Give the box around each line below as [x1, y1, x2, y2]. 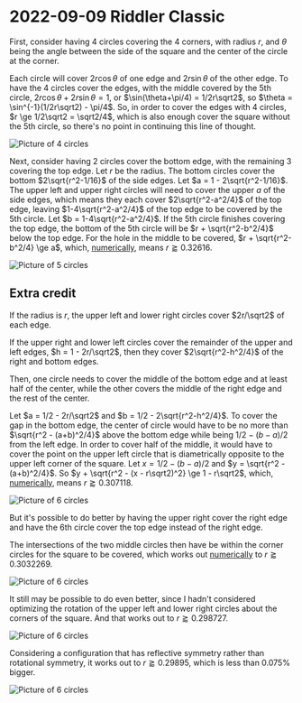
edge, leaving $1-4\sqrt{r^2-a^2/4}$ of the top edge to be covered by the [9, 203, 283, 214]
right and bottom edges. [9, 356, 99, 366]
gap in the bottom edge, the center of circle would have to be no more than [9, 420, 288, 430]
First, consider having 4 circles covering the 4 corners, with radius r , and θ [9, 36, 287, 47]
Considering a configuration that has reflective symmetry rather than [9, 647, 265, 658]
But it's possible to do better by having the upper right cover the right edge [9, 512, 288, 523]
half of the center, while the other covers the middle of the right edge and [9, 383, 282, 393]
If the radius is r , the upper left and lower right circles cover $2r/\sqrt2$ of [9, 310, 285, 320]
